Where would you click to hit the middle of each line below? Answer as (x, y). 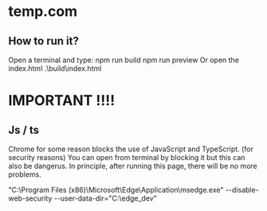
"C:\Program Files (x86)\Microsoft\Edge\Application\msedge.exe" (116, 190)
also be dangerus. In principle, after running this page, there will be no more (133, 166)
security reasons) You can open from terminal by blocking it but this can (127, 157)
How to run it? (44, 41)
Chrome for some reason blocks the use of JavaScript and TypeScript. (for (131, 149)
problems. (25, 174)
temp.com (43, 12)
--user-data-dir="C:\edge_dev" (105, 198)
